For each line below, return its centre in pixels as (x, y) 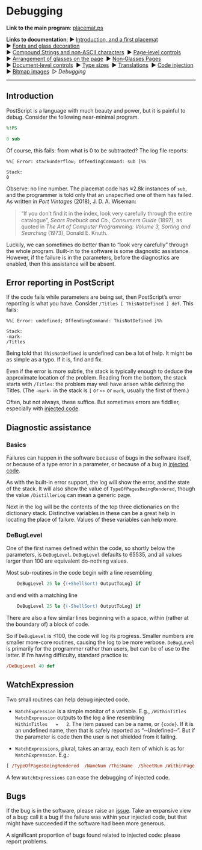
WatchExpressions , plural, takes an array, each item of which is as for (99, 748)
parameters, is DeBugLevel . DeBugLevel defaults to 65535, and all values (94, 555)
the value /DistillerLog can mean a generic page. (69, 495)
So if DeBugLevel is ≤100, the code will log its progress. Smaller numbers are (100, 636)
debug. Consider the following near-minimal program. (73, 117)
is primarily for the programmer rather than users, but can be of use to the (98, 649)
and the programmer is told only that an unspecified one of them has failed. (100, 195)
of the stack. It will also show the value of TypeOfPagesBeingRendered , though (101, 489)
